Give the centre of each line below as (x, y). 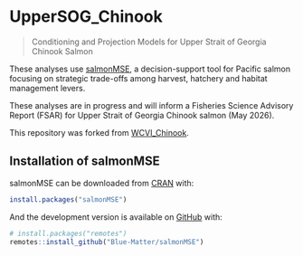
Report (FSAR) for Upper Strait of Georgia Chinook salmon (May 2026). (142, 115)
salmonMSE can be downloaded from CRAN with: (102, 183)
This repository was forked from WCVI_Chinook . (99, 132)
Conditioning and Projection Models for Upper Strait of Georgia (149, 42)
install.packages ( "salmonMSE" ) (68, 199)
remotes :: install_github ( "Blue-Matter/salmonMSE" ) (107, 242)
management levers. (47, 88)
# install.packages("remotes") (68, 233)
